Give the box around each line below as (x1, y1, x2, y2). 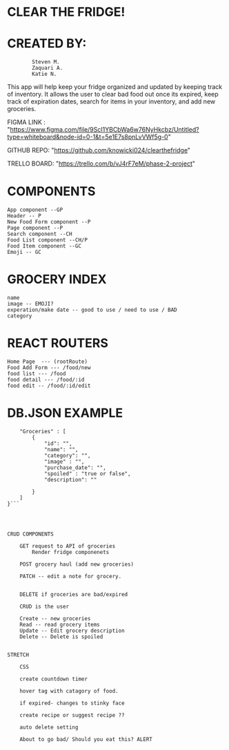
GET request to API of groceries (19, 542, 116, 549)
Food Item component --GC (7, 243, 81, 250)
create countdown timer (19, 675, 88, 682)
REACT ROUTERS (7, 335, 109, 351)
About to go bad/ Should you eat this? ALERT (19, 736, 153, 742)
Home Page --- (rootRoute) (7, 358, 88, 365)
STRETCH (7, 651, 30, 658)
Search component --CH (7, 230, 72, 238)
